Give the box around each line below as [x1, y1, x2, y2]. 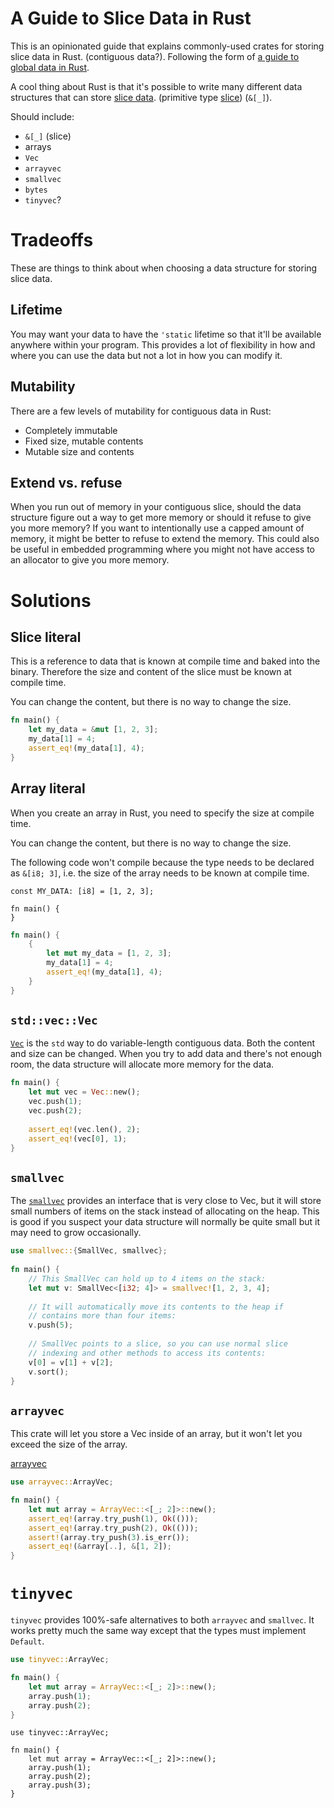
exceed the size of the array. [10, 1438, 128, 1451]
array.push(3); [28, 1780, 92, 1791]
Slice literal [10, 628, 82, 646]
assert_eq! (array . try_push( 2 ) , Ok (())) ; [28, 1523, 199, 1533]
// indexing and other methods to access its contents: [28, 1348, 267, 1358]
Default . [10, 1635, 45, 1647]
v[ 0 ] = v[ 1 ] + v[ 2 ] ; [28, 1357, 114, 1367]
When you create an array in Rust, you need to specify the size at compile [10, 807, 315, 819]
